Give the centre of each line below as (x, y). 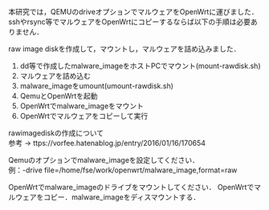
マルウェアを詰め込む (55, 76)
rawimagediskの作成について (56, 133)
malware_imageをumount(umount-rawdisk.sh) (97, 86)
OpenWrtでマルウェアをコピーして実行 (84, 116)
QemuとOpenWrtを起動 (59, 96)
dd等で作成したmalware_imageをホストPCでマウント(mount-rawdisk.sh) (140, 66)
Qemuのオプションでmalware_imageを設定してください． (104, 160)
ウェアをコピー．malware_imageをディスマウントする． (108, 197)
